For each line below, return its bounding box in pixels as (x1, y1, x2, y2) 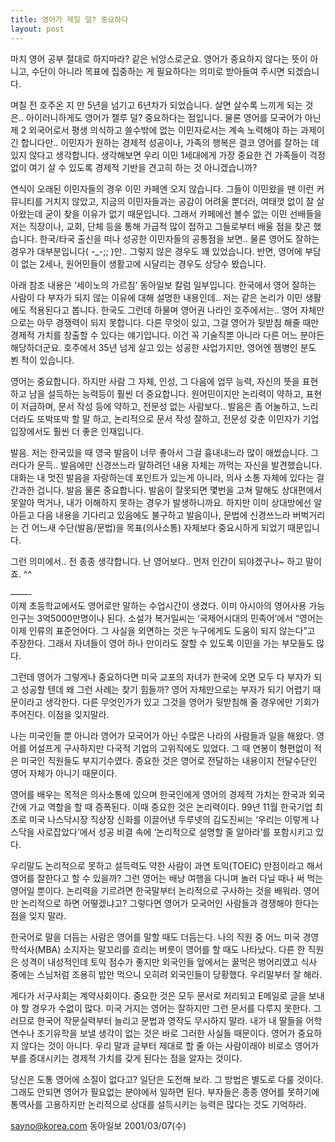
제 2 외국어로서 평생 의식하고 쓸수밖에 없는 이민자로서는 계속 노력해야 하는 (10, 124, 299, 136)
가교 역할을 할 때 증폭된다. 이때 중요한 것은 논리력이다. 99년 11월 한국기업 (28, 801, 313, 813)
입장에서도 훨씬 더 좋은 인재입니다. (10, 425, 144, 437)
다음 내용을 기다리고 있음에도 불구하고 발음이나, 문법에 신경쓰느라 (36, 509, 291, 521)
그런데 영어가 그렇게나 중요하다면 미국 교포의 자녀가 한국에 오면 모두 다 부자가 (10, 671, 312, 683)
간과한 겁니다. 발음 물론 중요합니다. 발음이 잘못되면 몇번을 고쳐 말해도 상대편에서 (10, 484, 323, 496)
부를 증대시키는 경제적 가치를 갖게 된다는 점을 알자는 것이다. (10, 1052, 243, 1064)
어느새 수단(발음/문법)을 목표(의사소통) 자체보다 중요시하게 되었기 (31, 521, 286, 533)
